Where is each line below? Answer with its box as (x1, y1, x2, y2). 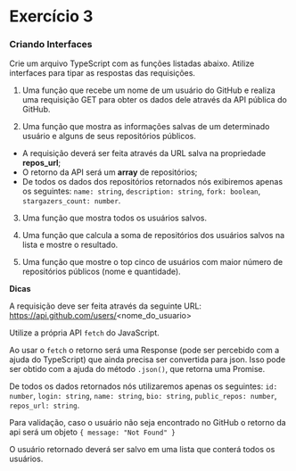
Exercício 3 (9, 6, 94, 27)
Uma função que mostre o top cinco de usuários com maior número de (21, 257, 284, 268)
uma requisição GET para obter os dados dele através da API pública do (21, 95, 287, 105)
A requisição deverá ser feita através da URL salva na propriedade (21, 148, 266, 159)
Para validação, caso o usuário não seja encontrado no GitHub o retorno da (9, 417, 287, 428)
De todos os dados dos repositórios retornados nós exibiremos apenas (21, 177, 284, 187)
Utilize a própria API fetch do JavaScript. (9, 327, 160, 338)
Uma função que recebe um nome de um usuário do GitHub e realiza (21, 85, 276, 95)
